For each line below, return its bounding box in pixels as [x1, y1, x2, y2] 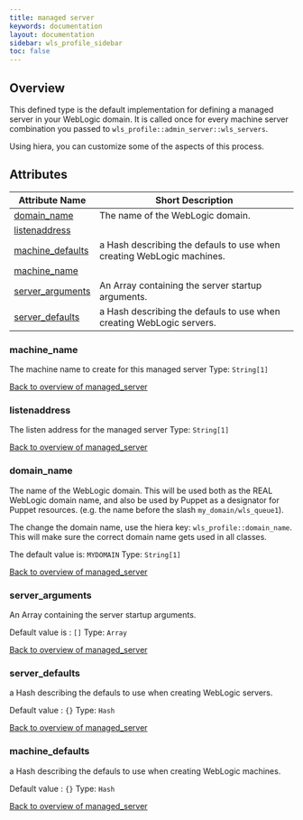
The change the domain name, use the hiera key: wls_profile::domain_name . [9, 521, 293, 533]
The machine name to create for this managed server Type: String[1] [9, 364, 269, 375]
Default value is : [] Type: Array [9, 627, 128, 638]
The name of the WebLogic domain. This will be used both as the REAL [9, 485, 273, 496]
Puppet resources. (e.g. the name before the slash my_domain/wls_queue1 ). [9, 504, 284, 515]
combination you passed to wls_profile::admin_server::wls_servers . [9, 123, 269, 134]
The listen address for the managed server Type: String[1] [9, 424, 230, 435]
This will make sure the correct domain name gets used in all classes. [9, 531, 268, 542]
